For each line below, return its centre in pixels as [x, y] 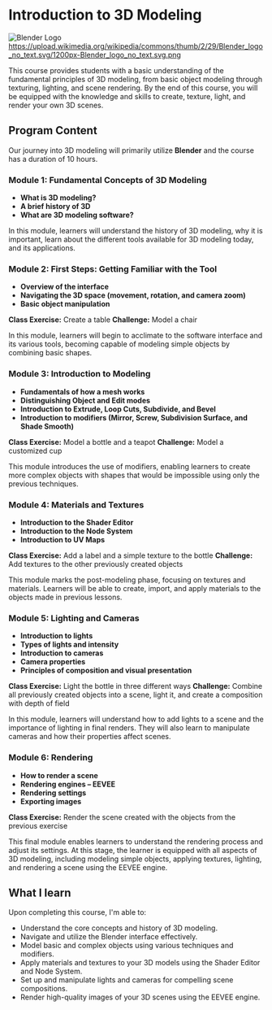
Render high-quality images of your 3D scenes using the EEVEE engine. [140, 997]
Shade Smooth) [47, 426]
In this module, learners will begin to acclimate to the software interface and [136, 336]
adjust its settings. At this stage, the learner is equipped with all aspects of [133, 850]
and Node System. [51, 971]
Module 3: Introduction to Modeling [80, 374]
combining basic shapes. [50, 353]
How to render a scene [59, 775]
